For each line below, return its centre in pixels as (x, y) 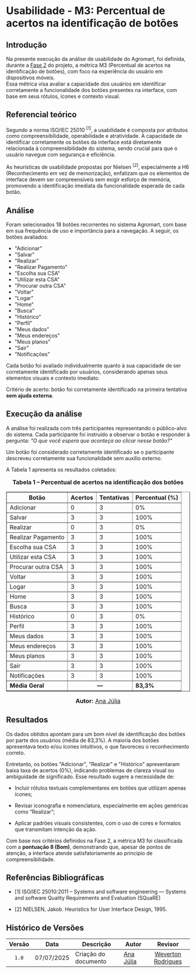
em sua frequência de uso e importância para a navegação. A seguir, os (92, 230)
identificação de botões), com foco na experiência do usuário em (85, 71)
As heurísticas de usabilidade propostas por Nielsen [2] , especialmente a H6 (98, 166)
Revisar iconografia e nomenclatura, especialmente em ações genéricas (101, 805)
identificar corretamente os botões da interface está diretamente (84, 142)
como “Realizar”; (35, 812)
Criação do (90, 954)
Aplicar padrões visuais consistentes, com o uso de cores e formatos (97, 823)
